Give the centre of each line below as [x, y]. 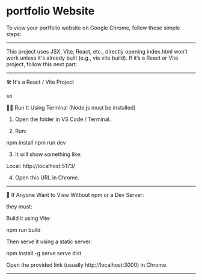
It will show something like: [48, 154]
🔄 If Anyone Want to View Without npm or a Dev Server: [75, 194]
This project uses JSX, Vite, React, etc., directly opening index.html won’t [97, 51]
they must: [20, 207]
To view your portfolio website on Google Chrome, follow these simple [93, 28]
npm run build [23, 229]
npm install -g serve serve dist [44, 253]
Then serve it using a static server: [49, 241]
